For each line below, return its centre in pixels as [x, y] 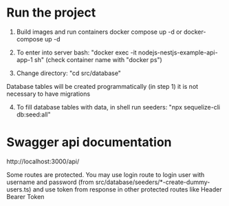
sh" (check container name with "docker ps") [98, 59]
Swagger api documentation [89, 142]
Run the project [51, 13]
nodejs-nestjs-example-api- [178, 52]
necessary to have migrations [48, 94]
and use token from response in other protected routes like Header [127, 189]
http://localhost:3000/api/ [43, 161]
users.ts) [19, 189]
